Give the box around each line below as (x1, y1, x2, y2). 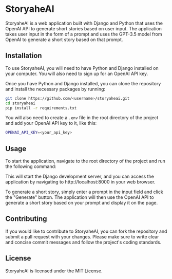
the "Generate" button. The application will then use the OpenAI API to (5, 194, 154, 200)
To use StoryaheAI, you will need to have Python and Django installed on (5, 65, 159, 71)
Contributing (5, 214, 47, 224)
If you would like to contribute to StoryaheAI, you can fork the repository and (5, 228, 167, 234)
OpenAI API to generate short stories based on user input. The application (5, 25, 162, 31)
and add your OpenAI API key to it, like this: (5, 120, 97, 126)
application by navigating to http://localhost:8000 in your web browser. (5, 179, 156, 185)
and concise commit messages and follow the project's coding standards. (5, 239, 162, 245)
